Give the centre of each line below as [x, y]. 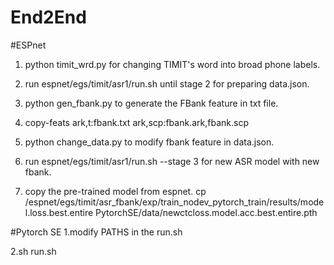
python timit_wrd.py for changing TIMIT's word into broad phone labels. [172, 64]
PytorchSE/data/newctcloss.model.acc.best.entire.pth [206, 212]
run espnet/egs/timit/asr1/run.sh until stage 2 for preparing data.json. [167, 83]
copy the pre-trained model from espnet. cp [115, 191]
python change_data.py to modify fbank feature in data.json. [149, 142]
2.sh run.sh [33, 251]
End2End [48, 17]
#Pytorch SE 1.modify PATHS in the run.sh [96, 232]
